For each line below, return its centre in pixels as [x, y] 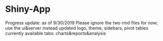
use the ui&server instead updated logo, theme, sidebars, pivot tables [77, 28]
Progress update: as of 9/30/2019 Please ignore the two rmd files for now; [82, 23]
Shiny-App [28, 9]
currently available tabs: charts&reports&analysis [56, 33]
